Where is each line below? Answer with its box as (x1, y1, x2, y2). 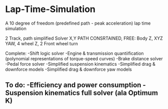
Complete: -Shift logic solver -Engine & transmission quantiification (5, 50, 144, 56)
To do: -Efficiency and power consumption (5, 81, 141, 89)
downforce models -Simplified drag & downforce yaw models (5, 66, 132, 72)
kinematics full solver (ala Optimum (44, 89, 158, 97)
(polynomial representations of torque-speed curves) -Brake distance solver (5, 55, 163, 61)
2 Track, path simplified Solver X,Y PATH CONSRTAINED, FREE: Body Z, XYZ (5, 35, 163, 41)
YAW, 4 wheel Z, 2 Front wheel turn (5, 40, 78, 46)
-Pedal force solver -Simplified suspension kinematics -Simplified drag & (5, 61, 155, 67)
